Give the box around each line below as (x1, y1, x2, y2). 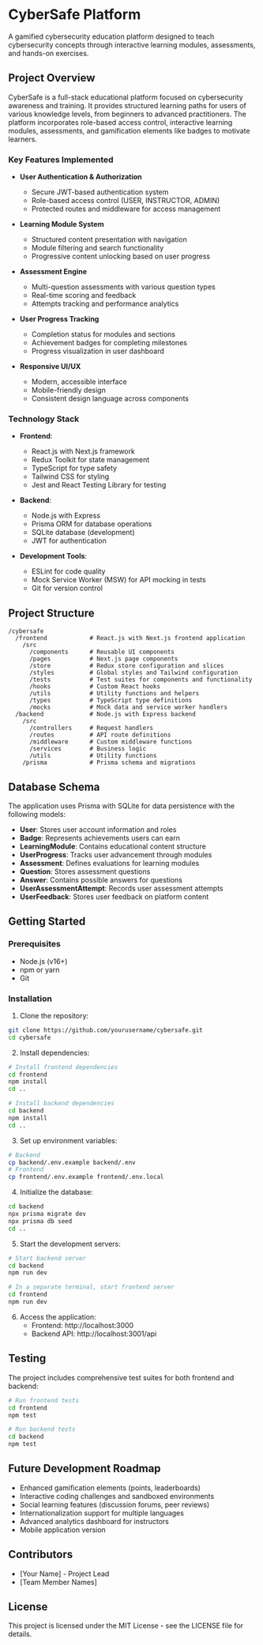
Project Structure (8, 606, 95, 619)
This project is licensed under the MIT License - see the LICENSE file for (8, 1621, 243, 1631)
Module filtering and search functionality (31, 243, 164, 253)
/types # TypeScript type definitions (28, 697, 193, 705)
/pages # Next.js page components (28, 655, 178, 663)
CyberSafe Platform (8, 6, 141, 24)
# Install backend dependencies (8, 1100, 115, 1108)
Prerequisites (8, 939, 61, 950)
